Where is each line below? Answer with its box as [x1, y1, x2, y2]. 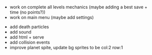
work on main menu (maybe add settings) [9, 15, 94, 20]
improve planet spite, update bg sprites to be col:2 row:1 [9, 45, 123, 50]
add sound [9, 29, 32, 35]
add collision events [9, 39, 50, 45]
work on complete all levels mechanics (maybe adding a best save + [9, 4, 148, 10]
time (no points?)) [9, 9, 45, 15]
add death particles [9, 24, 49, 30]
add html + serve [9, 34, 44, 40]
